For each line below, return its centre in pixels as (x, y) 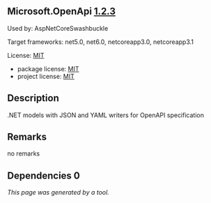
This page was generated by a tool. (58, 193)
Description (33, 98)
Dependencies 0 (44, 175)
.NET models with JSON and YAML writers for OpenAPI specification (105, 115)
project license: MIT (46, 76)
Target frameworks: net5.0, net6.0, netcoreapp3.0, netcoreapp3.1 (100, 42)
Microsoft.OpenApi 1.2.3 (62, 12)
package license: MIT (48, 68)
